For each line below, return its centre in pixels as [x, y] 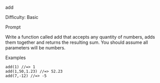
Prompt [13, 27]
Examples [16, 58]
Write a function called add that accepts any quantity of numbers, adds [80, 37]
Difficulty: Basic [22, 17]
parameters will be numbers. [35, 48]
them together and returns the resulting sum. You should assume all [77, 42]
